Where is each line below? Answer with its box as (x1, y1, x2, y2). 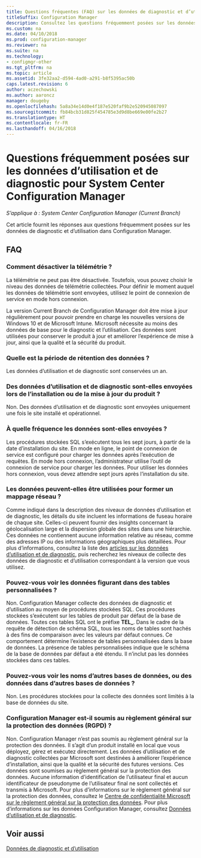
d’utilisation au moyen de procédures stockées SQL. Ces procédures (6, 606, 175, 613)
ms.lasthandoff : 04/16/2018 (6, 126, 77, 132)
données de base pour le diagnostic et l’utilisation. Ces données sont (6, 326, 176, 333)
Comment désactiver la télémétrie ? (6, 263, 112, 271)
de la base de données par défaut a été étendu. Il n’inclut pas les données (6, 650, 188, 657)
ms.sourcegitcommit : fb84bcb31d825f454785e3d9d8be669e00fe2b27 (6, 109, 167, 115)
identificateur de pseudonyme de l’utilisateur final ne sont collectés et (6, 780, 178, 787)
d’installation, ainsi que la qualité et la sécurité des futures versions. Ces (6, 760, 184, 768)
